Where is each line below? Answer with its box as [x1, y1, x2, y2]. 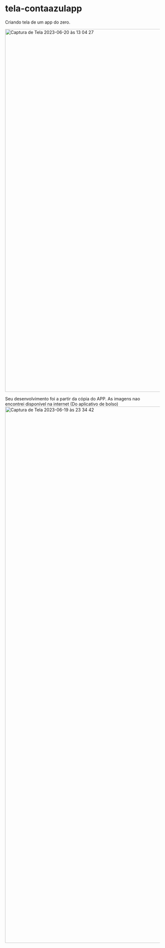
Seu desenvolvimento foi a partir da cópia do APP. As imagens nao [5, 395, 140, 401]
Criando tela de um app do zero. [5, 19, 71, 25]
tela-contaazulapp [5, 3, 82, 14]
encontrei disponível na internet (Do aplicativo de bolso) [5, 401, 119, 407]
